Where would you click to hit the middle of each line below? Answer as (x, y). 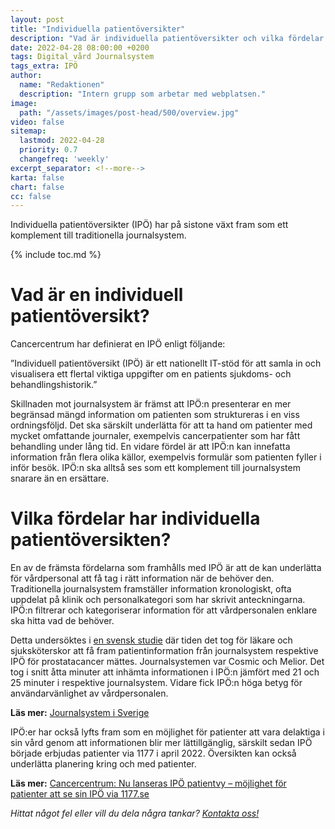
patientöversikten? (91, 540)
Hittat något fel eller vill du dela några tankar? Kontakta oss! (135, 813)
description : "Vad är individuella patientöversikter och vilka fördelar (167, 38)
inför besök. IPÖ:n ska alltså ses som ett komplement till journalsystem (155, 468)
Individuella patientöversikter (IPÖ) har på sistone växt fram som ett (149, 225)
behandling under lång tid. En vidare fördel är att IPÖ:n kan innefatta (150, 447)
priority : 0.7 (48, 150)
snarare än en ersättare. (60, 478)
